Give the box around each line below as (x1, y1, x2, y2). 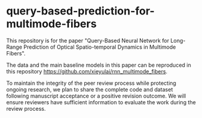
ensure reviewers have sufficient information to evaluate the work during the (6, 98, 196, 106)
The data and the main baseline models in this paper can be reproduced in (6, 61, 191, 69)
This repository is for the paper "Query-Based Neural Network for (6, 37, 169, 44)
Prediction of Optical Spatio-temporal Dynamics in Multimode (23, 43, 176, 51)
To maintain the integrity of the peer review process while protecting (6, 79, 177, 87)
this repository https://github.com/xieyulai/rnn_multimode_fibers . (6, 67, 168, 75)
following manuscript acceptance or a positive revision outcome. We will (6, 92, 186, 99)
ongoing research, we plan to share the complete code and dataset (6, 85, 173, 93)
